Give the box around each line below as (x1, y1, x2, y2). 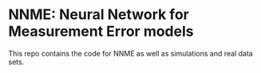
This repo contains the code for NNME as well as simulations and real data (8, 48, 253, 58)
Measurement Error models (8, 22, 194, 40)
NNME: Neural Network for (8, 6, 189, 24)
